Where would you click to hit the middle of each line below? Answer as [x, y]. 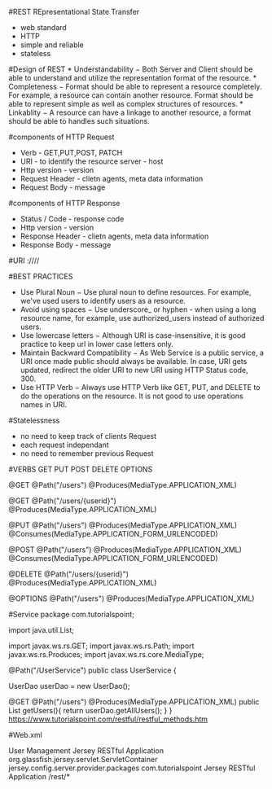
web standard [43, 27]
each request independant [64, 445]
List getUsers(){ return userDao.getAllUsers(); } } [90, 710]
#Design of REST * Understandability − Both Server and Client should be [131, 69]
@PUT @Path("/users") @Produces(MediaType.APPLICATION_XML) [123, 525]
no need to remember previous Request [87, 454]
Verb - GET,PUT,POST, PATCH [71, 153]
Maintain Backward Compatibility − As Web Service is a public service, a [142, 353]
